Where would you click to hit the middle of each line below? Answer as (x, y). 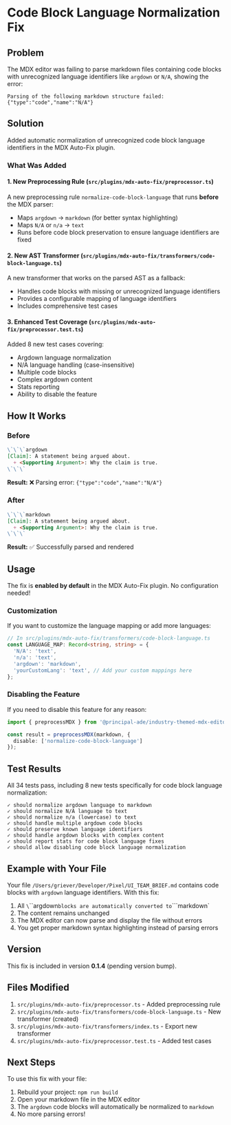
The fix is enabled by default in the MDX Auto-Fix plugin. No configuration (113, 586)
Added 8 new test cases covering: (56, 344)
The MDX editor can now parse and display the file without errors (110, 920)
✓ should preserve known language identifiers (75, 830)
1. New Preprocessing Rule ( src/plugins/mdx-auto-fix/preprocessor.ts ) (111, 182)
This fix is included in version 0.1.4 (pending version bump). (92, 966)
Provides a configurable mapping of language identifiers (97, 299)
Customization (32, 611)
